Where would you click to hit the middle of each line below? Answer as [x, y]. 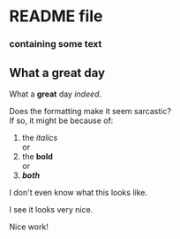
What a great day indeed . [56, 94]
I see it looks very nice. [51, 209]
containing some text [56, 44]
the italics [40, 137]
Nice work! [29, 227]
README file [56, 16]
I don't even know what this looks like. [79, 192]
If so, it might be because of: [61, 120]
